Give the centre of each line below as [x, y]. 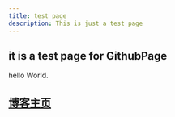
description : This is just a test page [76, 23]
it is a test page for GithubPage [88, 56]
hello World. [28, 75]
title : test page [38, 16]
